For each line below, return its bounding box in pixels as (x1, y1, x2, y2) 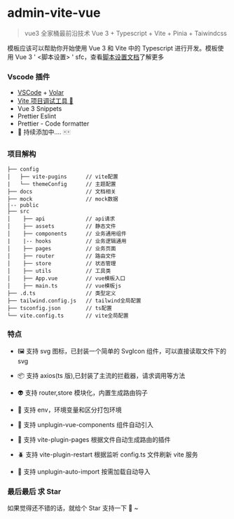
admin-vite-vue (7, 5, 101, 21)
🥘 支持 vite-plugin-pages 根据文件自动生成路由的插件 (17, 435, 171, 443)
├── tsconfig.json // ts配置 (7, 304, 112, 311)
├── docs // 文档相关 (7, 188, 117, 195)
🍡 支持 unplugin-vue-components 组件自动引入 (17, 420, 154, 429)
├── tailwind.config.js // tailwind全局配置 (7, 297, 142, 304)
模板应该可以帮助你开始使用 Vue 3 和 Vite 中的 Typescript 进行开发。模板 (7, 43, 219, 52)
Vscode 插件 (7, 72, 50, 81)
